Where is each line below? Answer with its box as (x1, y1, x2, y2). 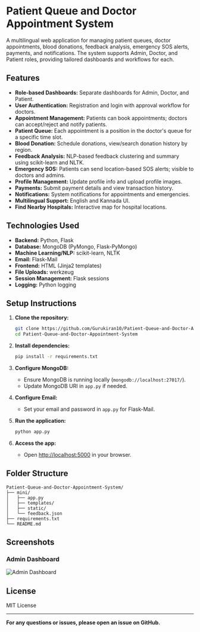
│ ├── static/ (6, 505, 46, 511)
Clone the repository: (14, 314, 69, 321)
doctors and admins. (14, 172, 65, 179)
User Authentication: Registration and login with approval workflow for (14, 102, 190, 109)
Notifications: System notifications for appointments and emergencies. (14, 190, 190, 198)
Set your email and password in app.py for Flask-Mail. (23, 405, 155, 413)
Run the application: (14, 417, 67, 424)
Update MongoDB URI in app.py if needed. (23, 383, 128, 389)
